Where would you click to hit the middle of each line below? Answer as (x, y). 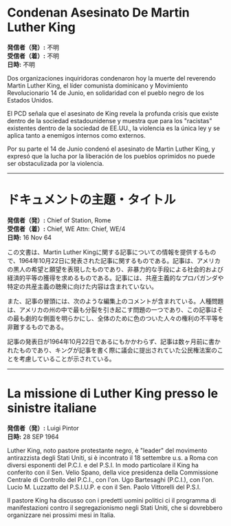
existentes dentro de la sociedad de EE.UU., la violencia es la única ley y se (113, 128)
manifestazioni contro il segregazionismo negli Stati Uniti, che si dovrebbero (115, 507)
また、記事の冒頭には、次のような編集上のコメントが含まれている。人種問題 (115, 301)
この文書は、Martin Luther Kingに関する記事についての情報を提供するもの (112, 252)
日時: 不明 (21, 64)
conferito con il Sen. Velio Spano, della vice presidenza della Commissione (113, 472)
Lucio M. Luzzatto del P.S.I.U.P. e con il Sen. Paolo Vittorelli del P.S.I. (104, 487)
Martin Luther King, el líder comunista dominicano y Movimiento (98, 85)
